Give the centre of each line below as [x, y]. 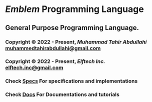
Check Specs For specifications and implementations [71, 81]
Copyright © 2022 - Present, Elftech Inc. [55, 61]
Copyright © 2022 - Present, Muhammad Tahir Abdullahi [76, 42]
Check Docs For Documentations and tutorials [62, 94]
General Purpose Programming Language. [72, 28]
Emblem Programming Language [74, 9]
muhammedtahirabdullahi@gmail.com [53, 48]
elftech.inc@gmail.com [34, 67]
